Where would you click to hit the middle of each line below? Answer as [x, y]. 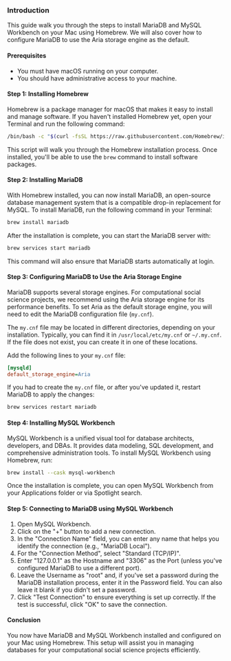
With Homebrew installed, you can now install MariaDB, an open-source [109, 195]
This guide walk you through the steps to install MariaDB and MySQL [104, 25]
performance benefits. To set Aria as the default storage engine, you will [110, 306]
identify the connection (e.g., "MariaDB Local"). [84, 546]
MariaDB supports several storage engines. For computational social [104, 292]
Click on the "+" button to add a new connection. [86, 531]
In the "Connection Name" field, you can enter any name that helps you [118, 539]
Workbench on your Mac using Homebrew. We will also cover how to [104, 32]
